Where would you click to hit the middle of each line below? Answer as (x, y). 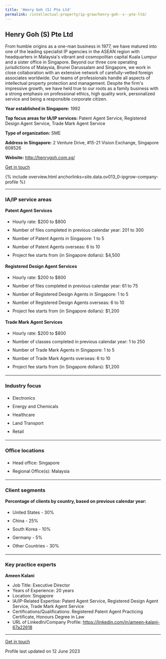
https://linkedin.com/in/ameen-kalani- (121, 622)
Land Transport (28, 423)
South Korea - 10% (31, 529)
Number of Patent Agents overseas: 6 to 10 (56, 246)
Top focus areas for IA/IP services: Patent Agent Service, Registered (76, 118)
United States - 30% (33, 512)
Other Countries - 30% (36, 545)
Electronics (24, 398)
